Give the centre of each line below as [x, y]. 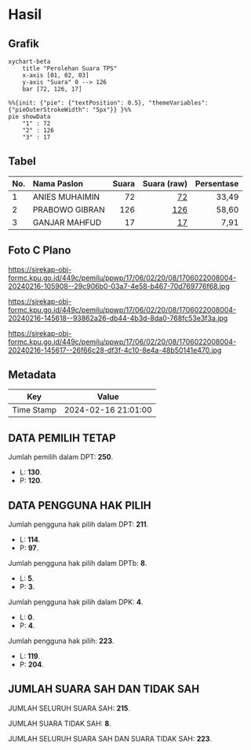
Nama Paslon [58, 183]
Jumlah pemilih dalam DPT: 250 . [61, 457]
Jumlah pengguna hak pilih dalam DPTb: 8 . [78, 563]
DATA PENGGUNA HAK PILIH [80, 505]
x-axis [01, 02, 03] [56, 76]
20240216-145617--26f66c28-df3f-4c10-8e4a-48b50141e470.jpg [115, 350]
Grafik [24, 44]
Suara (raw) [165, 183]
